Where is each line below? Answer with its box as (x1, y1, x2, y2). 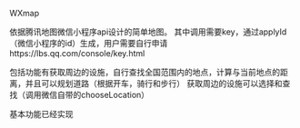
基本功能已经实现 (9, 109, 74, 119)
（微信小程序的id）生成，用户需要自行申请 (9, 38, 168, 48)
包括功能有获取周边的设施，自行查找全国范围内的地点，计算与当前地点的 (9, 67, 280, 77)
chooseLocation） (80, 90, 150, 100)
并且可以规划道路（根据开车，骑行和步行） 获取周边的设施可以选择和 (25, 78, 283, 89)
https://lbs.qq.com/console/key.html (9, 48, 145, 58)
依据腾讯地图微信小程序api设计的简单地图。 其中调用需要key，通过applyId (9, 26, 287, 37)
